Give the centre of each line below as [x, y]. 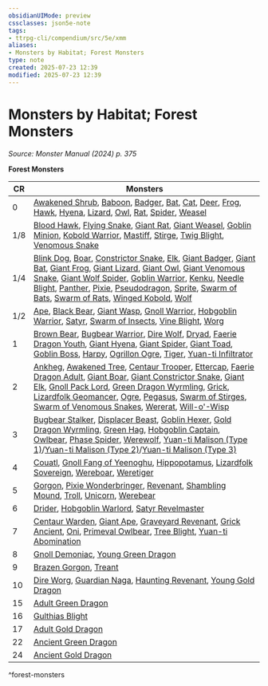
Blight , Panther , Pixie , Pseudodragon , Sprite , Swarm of [135, 288]
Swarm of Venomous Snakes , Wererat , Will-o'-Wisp [131, 406]
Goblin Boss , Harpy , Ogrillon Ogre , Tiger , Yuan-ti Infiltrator [143, 353]
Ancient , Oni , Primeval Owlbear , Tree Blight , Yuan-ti [130, 531]
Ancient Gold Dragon [73, 655]
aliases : [23, 45]
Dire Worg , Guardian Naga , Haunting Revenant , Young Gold [144, 580]
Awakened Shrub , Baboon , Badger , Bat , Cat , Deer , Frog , [137, 202]
